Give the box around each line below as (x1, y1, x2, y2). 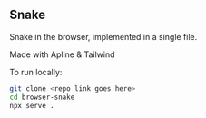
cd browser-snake (9, 93, 75, 102)
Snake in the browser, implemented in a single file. (9, 31, 198, 42)
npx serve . (9, 101, 54, 110)
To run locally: (9, 66, 63, 77)
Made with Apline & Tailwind (9, 49, 115, 60)
